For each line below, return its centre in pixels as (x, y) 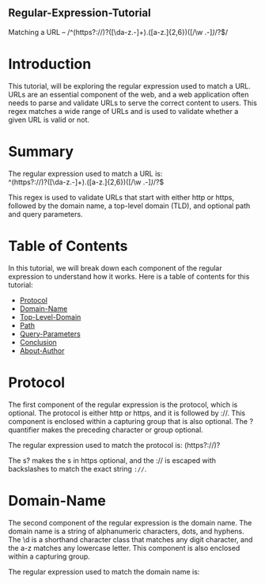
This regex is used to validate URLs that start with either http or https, (121, 197)
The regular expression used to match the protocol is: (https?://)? (114, 445)
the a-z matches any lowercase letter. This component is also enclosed (124, 548)
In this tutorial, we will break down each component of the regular (115, 267)
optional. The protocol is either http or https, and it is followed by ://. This (127, 413)
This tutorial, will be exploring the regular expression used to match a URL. (130, 85)
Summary (41, 152)
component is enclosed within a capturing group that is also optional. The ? (131, 421)
